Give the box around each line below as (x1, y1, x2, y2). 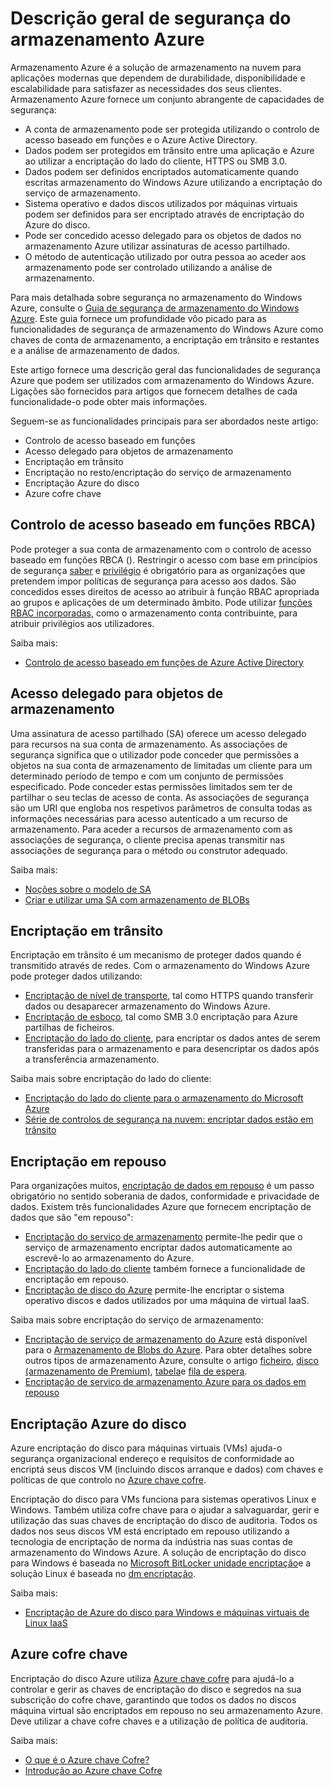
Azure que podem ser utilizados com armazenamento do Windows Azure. (10, 374, 315, 386)
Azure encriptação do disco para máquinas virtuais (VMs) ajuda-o (10, 1442, 283, 1454)
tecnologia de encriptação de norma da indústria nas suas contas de (10, 1536, 294, 1547)
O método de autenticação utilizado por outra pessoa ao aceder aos (24, 250, 307, 262)
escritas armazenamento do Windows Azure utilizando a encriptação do (24, 176, 323, 188)
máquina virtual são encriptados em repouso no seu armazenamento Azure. (10, 1704, 323, 1716)
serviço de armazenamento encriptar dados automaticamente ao (24, 1242, 293, 1254)
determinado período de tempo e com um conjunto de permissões (10, 770, 284, 782)
